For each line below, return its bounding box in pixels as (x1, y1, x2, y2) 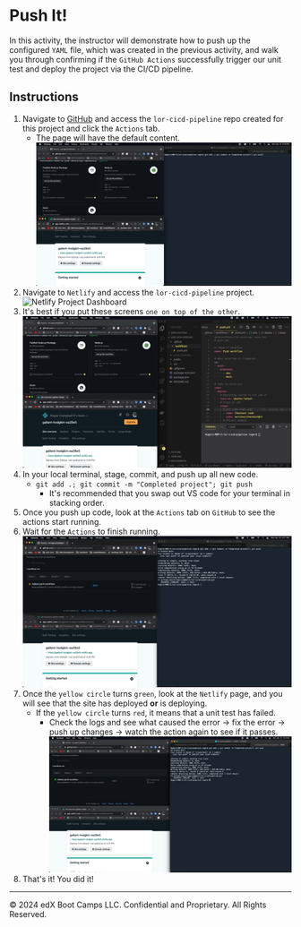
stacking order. (48, 497, 105, 508)
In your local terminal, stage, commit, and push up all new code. (21, 468, 259, 479)
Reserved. (9, 909, 47, 920)
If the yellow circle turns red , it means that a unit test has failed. (35, 707, 276, 717)
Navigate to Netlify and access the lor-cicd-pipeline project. (21, 288, 255, 298)
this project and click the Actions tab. (21, 123, 160, 133)
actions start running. (21, 516, 101, 527)
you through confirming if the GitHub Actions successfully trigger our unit (9, 54, 282, 64)
